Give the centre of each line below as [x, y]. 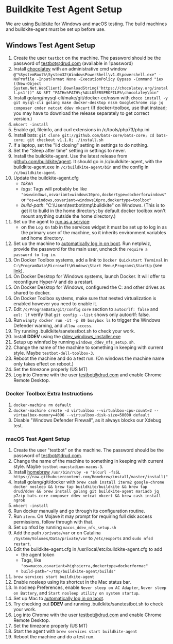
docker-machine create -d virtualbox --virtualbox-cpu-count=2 [83, 411]
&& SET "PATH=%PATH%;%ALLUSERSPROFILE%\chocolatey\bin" [98, 93]
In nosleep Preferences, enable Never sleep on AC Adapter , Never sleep [90, 587]
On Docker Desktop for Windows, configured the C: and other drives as [89, 287]
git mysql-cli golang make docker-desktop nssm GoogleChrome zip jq [88, 102]
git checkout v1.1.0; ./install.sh [65, 140]
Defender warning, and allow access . [53, 325]
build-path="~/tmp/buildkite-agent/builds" [68, 572]
